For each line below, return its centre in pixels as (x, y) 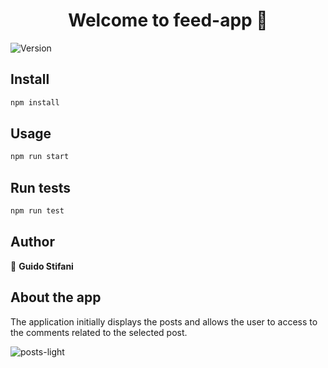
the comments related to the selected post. (99, 332)
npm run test (37, 211)
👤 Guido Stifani (42, 266)
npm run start (40, 157)
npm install (35, 102)
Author (32, 242)
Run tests (40, 187)
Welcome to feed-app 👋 (168, 20)
